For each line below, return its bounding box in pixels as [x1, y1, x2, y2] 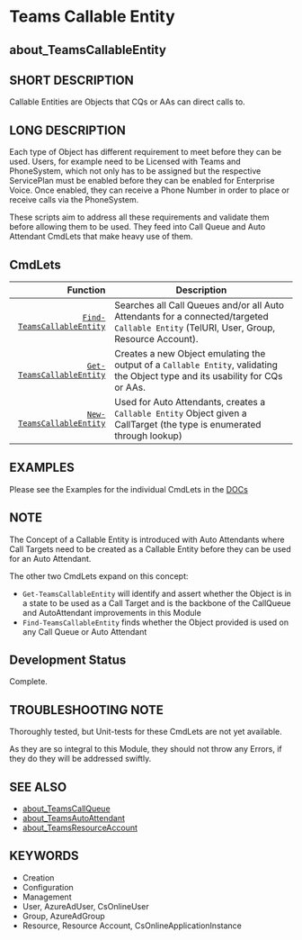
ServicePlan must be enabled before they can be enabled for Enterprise [9, 176, 275, 186]
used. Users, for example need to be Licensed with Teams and [9, 156, 241, 167]
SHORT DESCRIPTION [9, 72, 135, 87]
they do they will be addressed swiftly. [9, 754, 152, 764]
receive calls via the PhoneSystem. [9, 194, 139, 205]
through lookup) [113, 429, 182, 442]
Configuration [22, 881, 74, 892]
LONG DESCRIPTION [9, 122, 126, 138]
